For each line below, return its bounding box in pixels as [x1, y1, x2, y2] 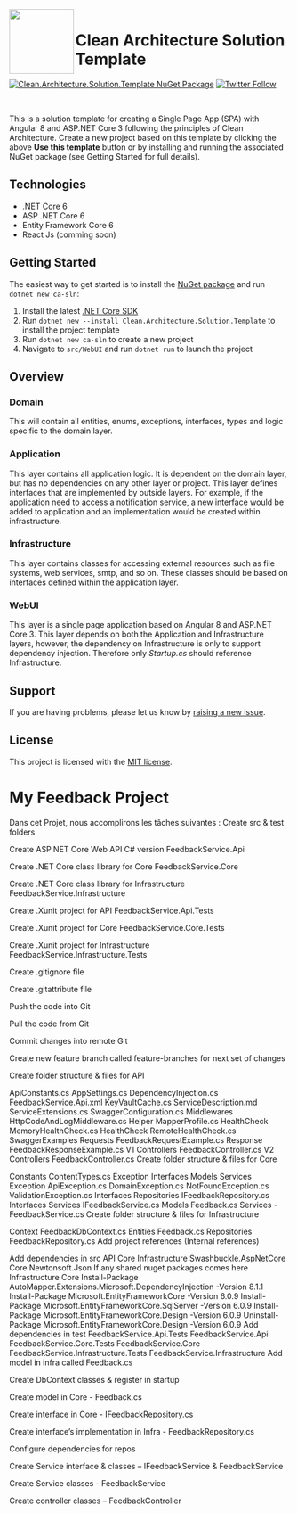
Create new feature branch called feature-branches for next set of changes [9, 1052, 286, 1064]
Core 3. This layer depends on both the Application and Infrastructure [9, 629, 264, 640]
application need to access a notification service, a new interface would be [9, 497, 285, 507]
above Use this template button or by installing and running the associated [9, 142, 285, 152]
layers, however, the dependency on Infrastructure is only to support [9, 638, 261, 649]
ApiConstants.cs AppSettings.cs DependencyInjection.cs [9, 1087, 219, 1098]
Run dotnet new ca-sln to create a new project [21, 333, 194, 344]
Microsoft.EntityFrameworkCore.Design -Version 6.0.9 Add [43, 1319, 259, 1329]
